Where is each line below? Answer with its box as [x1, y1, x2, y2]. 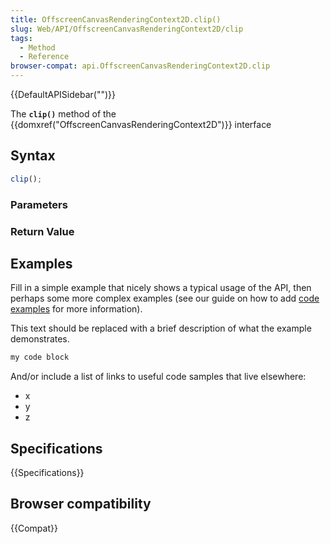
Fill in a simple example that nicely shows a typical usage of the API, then [10, 282, 312, 294]
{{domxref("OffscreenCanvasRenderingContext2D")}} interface [10, 119, 272, 130]
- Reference [19, 52, 70, 62]
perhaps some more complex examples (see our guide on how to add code [10, 292, 320, 305]
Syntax [10, 147, 56, 165]
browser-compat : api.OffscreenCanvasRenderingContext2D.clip [10, 61, 271, 71]
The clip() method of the [10, 108, 117, 120]
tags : [10, 33, 33, 43]
